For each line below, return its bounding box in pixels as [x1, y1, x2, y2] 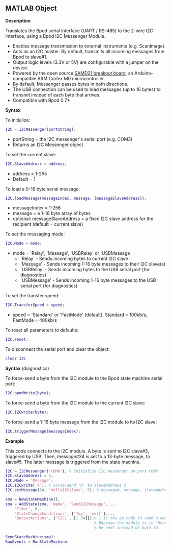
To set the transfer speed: [5, 293, 60, 299]
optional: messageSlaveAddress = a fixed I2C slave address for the [12, 216, 154, 222]
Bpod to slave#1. [12, 54, 47, 60]
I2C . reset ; [5, 337, 28, 342]
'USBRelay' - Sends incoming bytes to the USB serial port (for [20, 267, 150, 273]
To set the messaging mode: [5, 231, 65, 237]
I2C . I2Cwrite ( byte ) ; [5, 410, 49, 415]
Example [5, 438, 24, 444]
